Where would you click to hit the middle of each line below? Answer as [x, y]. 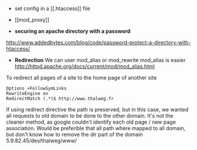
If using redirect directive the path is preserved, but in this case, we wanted [97, 110]
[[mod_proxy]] [32, 20]
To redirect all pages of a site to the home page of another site [81, 78]
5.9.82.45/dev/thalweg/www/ [42, 141]
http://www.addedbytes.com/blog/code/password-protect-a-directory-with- [98, 42]
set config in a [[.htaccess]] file [52, 8]
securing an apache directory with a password [72, 31]
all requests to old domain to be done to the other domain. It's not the [90, 116]
